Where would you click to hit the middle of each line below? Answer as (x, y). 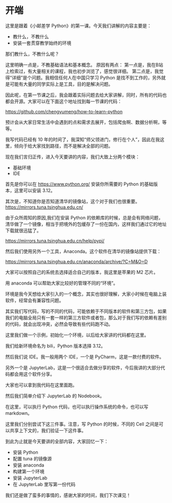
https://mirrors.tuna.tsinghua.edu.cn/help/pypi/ (55, 240)
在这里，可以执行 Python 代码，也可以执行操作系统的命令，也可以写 (77, 407)
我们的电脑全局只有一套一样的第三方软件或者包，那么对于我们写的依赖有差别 (86, 317)
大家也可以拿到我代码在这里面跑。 (41, 385)
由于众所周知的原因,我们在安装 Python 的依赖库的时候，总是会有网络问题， (84, 217)
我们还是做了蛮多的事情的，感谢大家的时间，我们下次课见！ (68, 495)
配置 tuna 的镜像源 (32, 458)
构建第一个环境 (28, 471)
